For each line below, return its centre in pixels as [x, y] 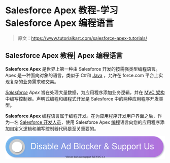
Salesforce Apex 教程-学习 [62, 10]
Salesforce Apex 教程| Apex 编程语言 [64, 56]
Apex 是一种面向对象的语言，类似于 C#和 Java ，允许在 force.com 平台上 [82, 75]
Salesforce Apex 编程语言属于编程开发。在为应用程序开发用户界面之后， [81, 116]
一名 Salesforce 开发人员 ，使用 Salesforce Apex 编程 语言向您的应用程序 [85, 122]
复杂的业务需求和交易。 [34, 81]
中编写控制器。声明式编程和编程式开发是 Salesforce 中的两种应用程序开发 [82, 99]
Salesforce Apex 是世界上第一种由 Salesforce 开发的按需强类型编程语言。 [83, 69]
